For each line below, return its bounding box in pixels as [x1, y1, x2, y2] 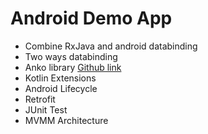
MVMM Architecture [24, 114, 109, 126]
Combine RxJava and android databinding [24, 40, 198, 52]
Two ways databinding [24, 50, 118, 62]
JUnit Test [24, 103, 68, 116]
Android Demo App [10, 7, 173, 30]
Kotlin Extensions [24, 72, 97, 84]
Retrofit [24, 93, 56, 105]
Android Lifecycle [24, 82, 98, 94]
